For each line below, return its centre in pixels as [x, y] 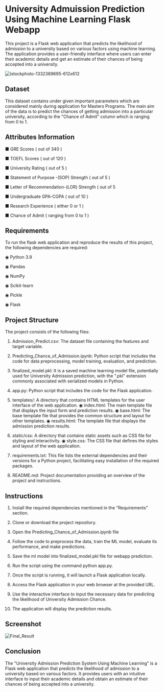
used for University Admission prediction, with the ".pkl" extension [79, 376]
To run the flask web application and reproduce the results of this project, [79, 242]
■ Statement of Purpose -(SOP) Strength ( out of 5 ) [58, 177]
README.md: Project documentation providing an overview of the [79, 476]
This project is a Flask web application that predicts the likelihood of [74, 43]
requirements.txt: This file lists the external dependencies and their [80, 455]
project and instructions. [37, 480]
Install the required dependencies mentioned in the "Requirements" [80, 508]
